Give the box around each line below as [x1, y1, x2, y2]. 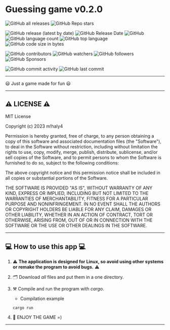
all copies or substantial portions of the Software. [5, 175, 108, 181]
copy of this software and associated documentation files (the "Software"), [5, 138, 162, 144]
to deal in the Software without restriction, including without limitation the [5, 143, 158, 150]
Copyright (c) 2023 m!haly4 [5, 123, 63, 129]
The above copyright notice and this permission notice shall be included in [5, 170, 160, 176]
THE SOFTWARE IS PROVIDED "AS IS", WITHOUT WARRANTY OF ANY [5, 185, 153, 191]
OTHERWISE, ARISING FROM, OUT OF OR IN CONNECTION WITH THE [5, 217, 153, 223]
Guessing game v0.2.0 [5, 4, 103, 15]
